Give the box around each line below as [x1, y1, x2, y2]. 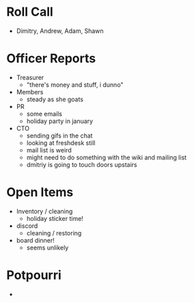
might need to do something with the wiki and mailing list [26, 153, 187, 161]
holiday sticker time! [26, 214, 83, 222]
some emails [26, 109, 63, 118]
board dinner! [16, 236, 55, 244]
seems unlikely [26, 243, 69, 252]
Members [16, 88, 44, 96]
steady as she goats [26, 95, 83, 103]
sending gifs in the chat [26, 131, 93, 140]
